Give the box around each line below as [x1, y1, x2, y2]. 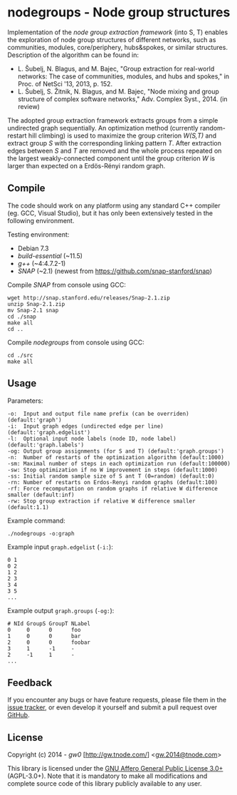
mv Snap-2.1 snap [7, 307, 59, 314]
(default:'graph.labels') [7, 441, 84, 448]
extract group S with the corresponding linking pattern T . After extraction [7, 138, 222, 147]
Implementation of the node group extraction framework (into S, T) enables [7, 28, 228, 36]
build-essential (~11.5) [17, 251, 83, 260]
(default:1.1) [7, 503, 50, 511]
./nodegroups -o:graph [7, 530, 75, 537]
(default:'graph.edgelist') [7, 429, 91, 436]
